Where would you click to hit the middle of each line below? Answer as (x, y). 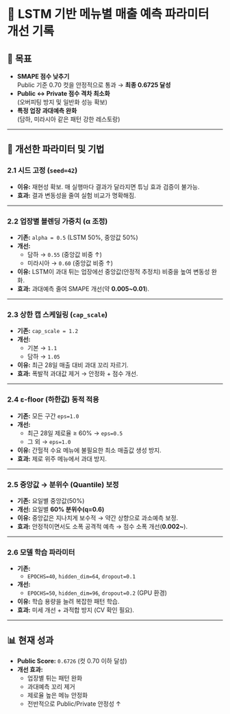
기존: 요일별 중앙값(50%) (51, 500)
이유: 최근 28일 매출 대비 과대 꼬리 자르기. (73, 365)
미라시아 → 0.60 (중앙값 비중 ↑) (70, 263)
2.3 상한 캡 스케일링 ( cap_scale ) (57, 315)
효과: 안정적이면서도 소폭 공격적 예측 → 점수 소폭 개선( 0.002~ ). (102, 526)
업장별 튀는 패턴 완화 (55, 678)
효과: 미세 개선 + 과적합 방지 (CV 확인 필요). (76, 610)
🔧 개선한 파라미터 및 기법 (56, 149)
